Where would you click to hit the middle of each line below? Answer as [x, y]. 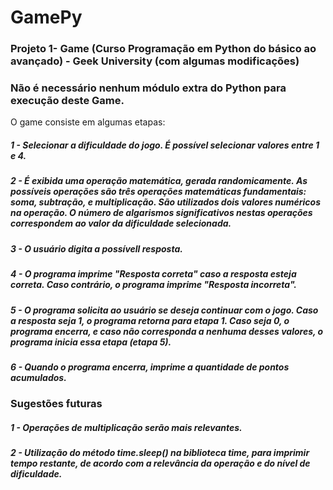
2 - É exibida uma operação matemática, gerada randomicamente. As [159, 181]
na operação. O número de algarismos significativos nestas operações [161, 213]
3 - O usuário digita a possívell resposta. [96, 248]
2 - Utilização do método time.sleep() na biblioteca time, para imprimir [160, 453]
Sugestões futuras [56, 404]
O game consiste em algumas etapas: [88, 122]
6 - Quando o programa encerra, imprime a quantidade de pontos [150, 367]
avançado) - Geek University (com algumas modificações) [155, 61]
